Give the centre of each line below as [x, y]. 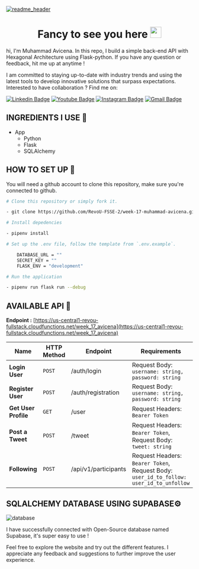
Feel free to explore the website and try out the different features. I [87, 547]
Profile [19, 416]
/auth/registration [95, 392]
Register [21, 389]
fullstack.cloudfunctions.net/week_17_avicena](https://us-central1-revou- [95, 326]
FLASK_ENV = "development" [50, 266]
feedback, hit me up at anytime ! [45, 63]
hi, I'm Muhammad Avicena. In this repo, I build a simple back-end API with [97, 51]
